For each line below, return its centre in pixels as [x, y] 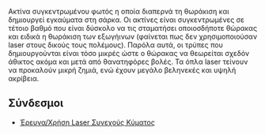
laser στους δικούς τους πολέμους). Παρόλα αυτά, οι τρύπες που [115, 45]
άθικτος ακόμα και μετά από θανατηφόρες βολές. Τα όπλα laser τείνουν [128, 62]
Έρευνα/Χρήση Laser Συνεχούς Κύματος [87, 122]
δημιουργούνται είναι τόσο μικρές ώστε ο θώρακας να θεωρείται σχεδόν [129, 53]
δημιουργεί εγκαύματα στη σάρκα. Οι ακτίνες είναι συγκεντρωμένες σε [127, 20]
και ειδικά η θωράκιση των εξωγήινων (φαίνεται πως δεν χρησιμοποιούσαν [133, 36]
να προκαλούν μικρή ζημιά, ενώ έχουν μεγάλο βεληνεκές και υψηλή [122, 70]
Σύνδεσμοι [36, 103]
